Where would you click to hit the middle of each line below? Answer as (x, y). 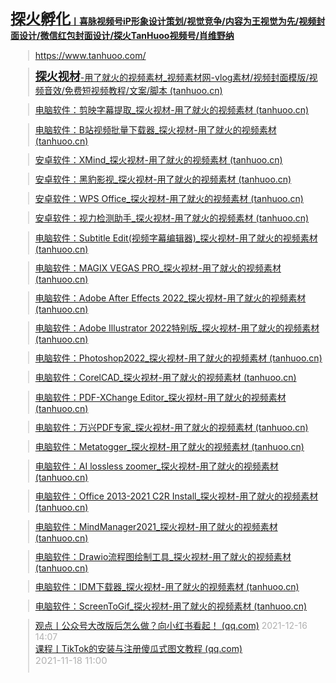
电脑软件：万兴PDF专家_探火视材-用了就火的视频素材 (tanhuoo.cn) (171, 427)
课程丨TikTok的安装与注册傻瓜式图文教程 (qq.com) (138, 649)
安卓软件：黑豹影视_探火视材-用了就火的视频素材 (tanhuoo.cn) (163, 179)
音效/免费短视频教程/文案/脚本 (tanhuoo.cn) (133, 91)
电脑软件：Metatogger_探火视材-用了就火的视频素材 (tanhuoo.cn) (169, 446)
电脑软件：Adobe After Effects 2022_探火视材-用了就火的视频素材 (170, 298)
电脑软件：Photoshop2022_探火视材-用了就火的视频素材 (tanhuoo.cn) (178, 358)
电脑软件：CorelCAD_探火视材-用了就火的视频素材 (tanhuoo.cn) (165, 378)
